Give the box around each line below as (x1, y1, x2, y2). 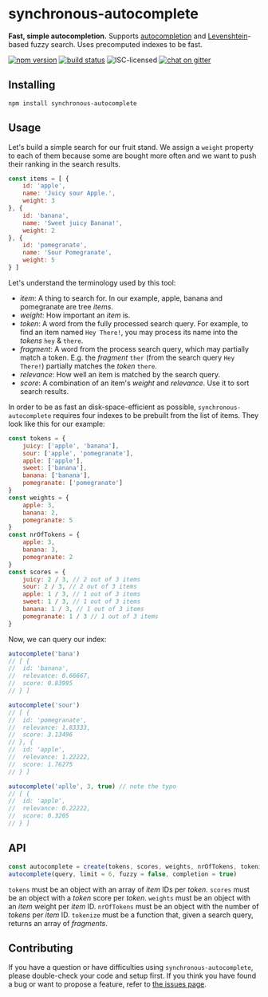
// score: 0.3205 (8, 812, 69, 820)
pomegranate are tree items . (19, 301, 114, 311)
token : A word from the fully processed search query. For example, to (19, 318, 249, 328)
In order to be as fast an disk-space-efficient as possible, (8, 402, 197, 412)
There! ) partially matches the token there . (19, 361, 157, 371)
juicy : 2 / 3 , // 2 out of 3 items (22, 575, 141, 583)
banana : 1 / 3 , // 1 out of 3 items (22, 605, 145, 613)
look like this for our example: (8, 419, 105, 428)
